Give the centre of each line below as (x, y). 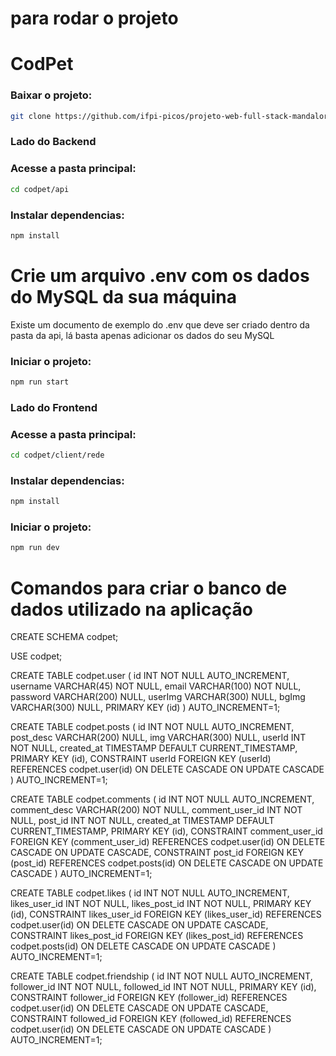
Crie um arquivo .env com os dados (160, 276)
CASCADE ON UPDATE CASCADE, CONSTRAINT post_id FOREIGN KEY (157, 853)
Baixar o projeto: (51, 95)
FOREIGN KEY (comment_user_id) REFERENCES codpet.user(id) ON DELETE (168, 842)
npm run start (40, 382)
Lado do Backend (53, 142)
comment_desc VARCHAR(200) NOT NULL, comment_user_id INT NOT (156, 810)
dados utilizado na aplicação (131, 609)
